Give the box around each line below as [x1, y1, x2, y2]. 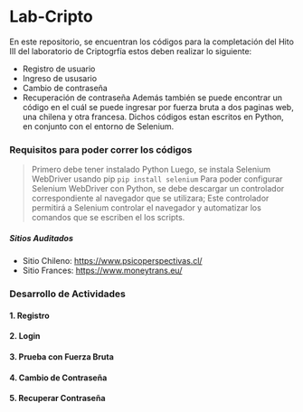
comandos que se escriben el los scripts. [31, 212, 185, 223]
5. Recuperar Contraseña [9, 393, 106, 404]
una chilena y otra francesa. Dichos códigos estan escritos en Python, [22, 111, 285, 122]
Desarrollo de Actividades [9, 287, 127, 300]
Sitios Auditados [9, 232, 74, 243]
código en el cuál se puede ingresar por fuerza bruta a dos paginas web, [22, 101, 294, 112]
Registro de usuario [22, 63, 96, 74]
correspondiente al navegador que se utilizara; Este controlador [31, 192, 270, 204]
